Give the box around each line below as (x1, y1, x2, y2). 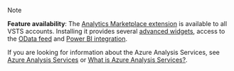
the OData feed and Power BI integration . (7, 34, 128, 43)
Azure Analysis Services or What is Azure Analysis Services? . (7, 56, 188, 64)
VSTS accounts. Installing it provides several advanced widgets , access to (7, 27, 225, 35)
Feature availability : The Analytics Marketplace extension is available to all (7, 20, 228, 27)
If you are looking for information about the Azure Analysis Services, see (7, 49, 220, 56)
